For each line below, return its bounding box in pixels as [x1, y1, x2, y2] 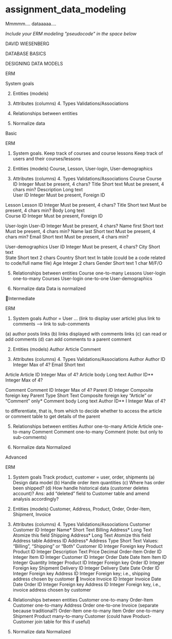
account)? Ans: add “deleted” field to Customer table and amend [12, 490, 150, 497]
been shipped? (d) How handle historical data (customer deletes [12, 485, 149, 491]
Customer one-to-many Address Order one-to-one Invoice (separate [12, 602, 159, 608]
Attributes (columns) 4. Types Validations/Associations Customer [12, 521, 150, 527]
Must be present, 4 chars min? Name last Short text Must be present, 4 [5, 228, 156, 234]
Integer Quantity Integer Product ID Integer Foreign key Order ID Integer [12, 559, 165, 565]
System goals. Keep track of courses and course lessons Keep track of [12, 150, 163, 156]
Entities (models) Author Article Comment [12, 346, 101, 352]
